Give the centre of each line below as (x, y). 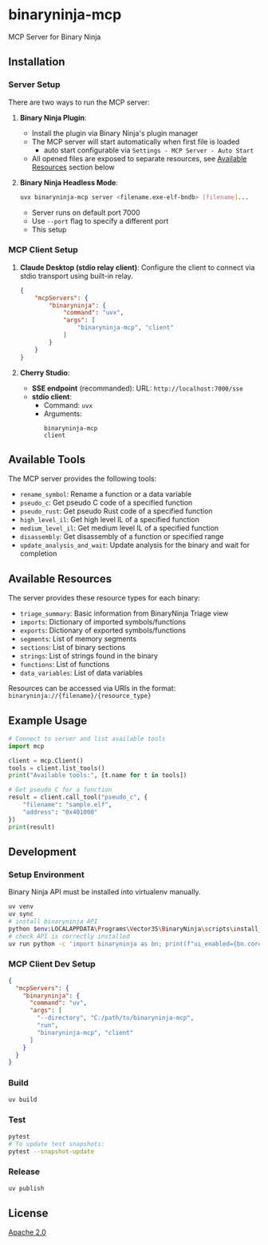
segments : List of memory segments (78, 639)
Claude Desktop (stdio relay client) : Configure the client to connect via (137, 267)
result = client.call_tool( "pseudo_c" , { (78, 797)
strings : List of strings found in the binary (89, 656)
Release (24, 1172)
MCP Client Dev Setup (52, 964)
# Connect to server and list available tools (87, 739)
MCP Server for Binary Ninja (55, 37)
